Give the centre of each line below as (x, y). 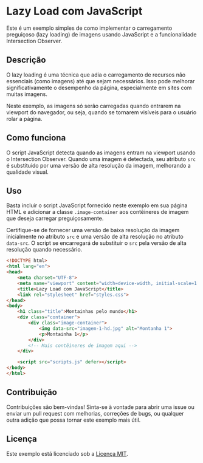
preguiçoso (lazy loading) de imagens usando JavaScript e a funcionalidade (101, 34)
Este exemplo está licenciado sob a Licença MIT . (67, 453)
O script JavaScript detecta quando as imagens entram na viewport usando (101, 153)
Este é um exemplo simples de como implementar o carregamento (89, 28)
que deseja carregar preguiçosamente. (55, 218)
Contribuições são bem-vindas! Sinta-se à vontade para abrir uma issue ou (100, 407)
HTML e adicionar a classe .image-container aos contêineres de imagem (98, 212)
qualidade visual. (27, 172)
